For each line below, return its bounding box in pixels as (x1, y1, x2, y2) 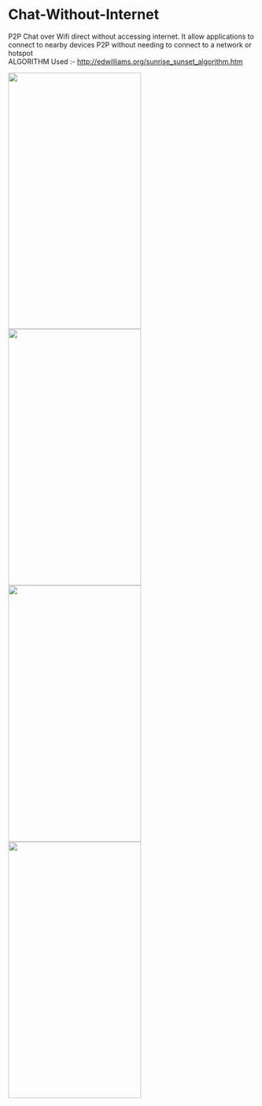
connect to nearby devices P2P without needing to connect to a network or (8, 39, 252, 49)
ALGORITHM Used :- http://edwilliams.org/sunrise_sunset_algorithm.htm (8, 57, 243, 66)
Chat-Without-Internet (8, 6, 160, 24)
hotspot (8, 48, 34, 58)
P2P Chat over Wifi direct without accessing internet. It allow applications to (8, 32, 254, 41)
